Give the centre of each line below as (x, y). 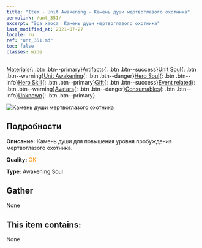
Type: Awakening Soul (35, 171)
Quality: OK (21, 159)
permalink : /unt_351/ (34, 18)
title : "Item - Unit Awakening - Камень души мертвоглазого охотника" (98, 12)
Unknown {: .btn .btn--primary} (57, 95)
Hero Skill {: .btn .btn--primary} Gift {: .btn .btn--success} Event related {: (107, 82)
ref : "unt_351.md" (30, 40)
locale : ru (20, 35)
